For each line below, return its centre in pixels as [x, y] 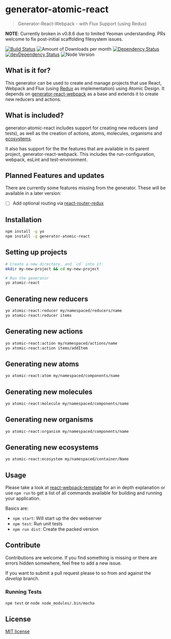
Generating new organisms [49, 420]
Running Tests [23, 592]
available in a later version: [33, 193]
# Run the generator [27, 278]
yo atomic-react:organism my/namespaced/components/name [67, 431]
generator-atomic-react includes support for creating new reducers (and [82, 128]
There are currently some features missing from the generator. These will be [86, 188]
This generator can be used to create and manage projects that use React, [83, 83]
